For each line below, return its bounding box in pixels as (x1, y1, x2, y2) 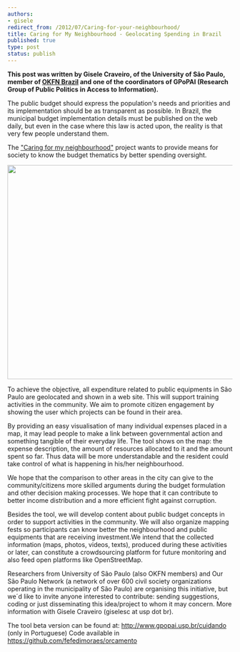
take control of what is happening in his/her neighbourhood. (7, 459, 184, 468)
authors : (7, 10, 34, 18)
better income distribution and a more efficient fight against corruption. (7, 496, 217, 504)
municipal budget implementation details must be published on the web (7, 114, 218, 122)
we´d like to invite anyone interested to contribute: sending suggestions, (7, 592, 220, 601)
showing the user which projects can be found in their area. (7, 408, 183, 416)
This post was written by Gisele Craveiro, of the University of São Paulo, (7, 69, 226, 79)
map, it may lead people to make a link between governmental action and (7, 429, 223, 438)
